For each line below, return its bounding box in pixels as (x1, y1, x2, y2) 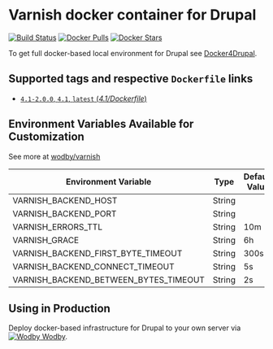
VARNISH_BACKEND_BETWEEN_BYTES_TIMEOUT (12, 274, 206, 286)
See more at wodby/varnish (8, 151, 101, 161)
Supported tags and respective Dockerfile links (8, 72, 253, 86)
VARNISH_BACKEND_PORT (12, 207, 117, 219)
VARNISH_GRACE (12, 234, 80, 246)
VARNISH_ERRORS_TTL (12, 221, 103, 233)
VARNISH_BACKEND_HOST (12, 194, 118, 206)
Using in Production (8, 301, 111, 315)
